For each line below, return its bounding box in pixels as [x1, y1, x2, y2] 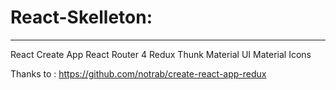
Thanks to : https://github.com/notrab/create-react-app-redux [10, 67, 267, 80]
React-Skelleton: [10, 6, 153, 29]
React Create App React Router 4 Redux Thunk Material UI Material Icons [10, 48, 312, 60]
